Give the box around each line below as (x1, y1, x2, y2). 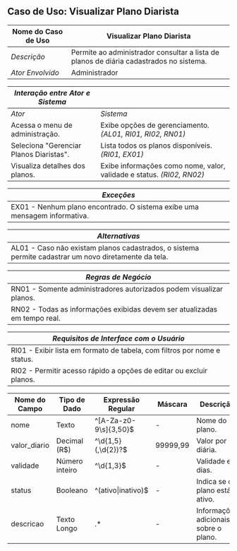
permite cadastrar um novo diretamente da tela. (11, 251, 169, 261)
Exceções (102, 190, 135, 200)
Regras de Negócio (85, 272, 152, 282)
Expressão (103, 395, 140, 405)
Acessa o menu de (11, 120, 73, 130)
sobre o (196, 523, 222, 533)
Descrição (11, 52, 46, 61)
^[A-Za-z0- (95, 415, 136, 425)
